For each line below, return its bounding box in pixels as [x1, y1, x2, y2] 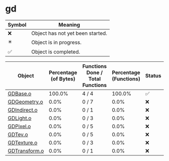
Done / [86, 69, 103, 76]
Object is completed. [31, 48, 80, 55]
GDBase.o [8, 90, 32, 97]
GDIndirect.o [8, 106, 38, 113]
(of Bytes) [50, 75, 75, 82]
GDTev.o [8, 131, 28, 138]
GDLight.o [8, 114, 32, 121]
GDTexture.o [8, 139, 38, 146]
